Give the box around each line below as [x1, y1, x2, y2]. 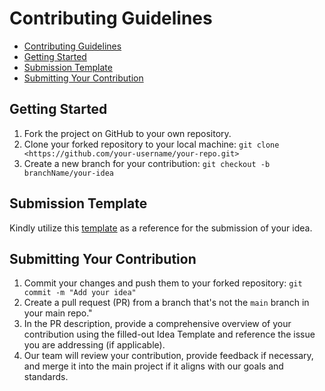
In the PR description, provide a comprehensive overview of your [23, 318, 292, 330]
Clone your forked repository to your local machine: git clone [23, 138, 280, 150]
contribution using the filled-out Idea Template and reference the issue [23, 328, 316, 341]
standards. [23, 371, 69, 383]
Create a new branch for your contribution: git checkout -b [23, 157, 271, 169]
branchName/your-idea [23, 168, 114, 178]
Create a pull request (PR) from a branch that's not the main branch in [23, 297, 310, 309]
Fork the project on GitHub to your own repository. [23, 127, 232, 139]
